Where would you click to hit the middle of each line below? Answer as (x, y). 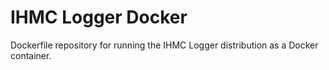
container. (31, 55)
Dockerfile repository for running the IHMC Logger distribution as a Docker (164, 45)
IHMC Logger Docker (99, 17)
